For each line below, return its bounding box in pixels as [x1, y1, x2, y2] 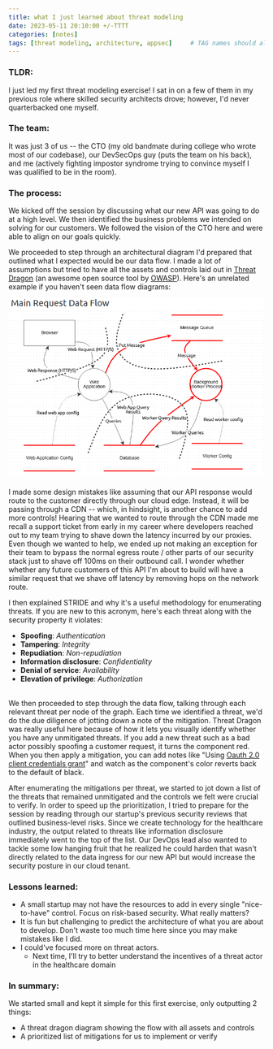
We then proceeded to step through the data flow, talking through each [8, 698, 246, 708]
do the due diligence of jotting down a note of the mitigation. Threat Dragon [8, 715, 262, 725]
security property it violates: [8, 614, 103, 625]
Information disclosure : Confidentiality [19, 657, 153, 666]
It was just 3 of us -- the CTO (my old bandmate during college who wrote [8, 141, 257, 150]
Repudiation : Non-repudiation [19, 648, 122, 657]
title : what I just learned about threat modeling [8, 13, 184, 21]
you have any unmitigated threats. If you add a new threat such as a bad [8, 732, 250, 743]
